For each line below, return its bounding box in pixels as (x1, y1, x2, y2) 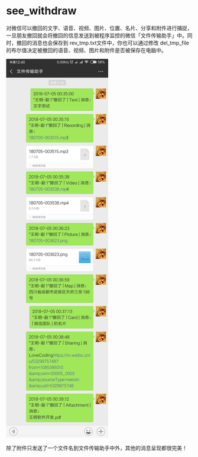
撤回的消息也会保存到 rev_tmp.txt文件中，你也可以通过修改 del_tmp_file (16, 39, 189, 46)
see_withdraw (6, 4, 77, 18)
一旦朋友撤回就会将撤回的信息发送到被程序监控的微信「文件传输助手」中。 (6, 31, 187, 39)
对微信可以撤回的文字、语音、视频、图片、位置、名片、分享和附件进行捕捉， (6, 24, 193, 31)
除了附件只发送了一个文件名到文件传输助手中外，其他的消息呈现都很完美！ (6, 444, 187, 451)
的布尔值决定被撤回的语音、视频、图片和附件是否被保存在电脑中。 (6, 46, 167, 54)
